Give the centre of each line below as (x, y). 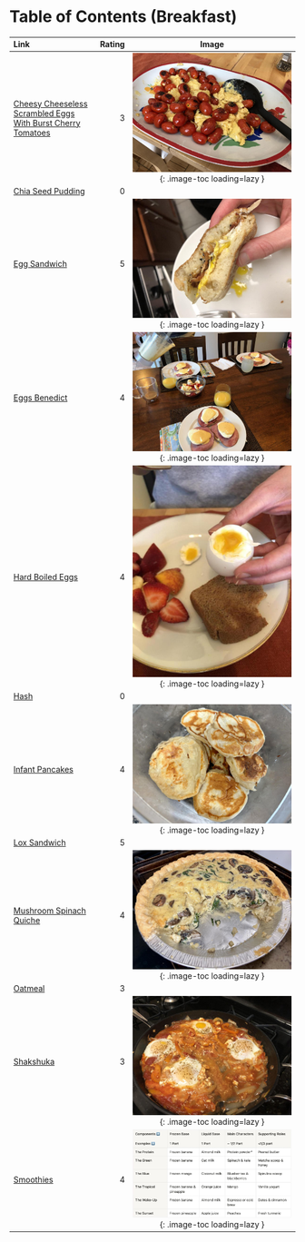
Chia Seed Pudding (49, 191)
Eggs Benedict (40, 398)
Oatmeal (29, 989)
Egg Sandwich (40, 264)
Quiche (27, 920)
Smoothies (33, 1179)
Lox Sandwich (39, 843)
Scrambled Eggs (44, 113)
